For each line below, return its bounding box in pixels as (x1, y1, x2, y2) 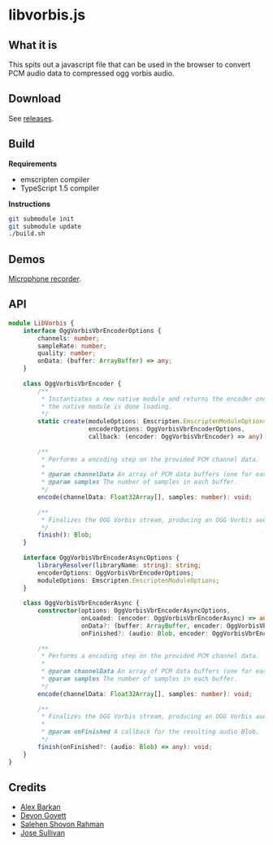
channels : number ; (37, 334, 100, 343)
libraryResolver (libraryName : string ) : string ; (37, 561, 201, 569)
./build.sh (8, 230, 45, 238)
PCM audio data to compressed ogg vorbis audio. (8, 68, 175, 78)
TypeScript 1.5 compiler (19, 183, 100, 193)
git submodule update (8, 222, 82, 230)
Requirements (8, 159, 58, 169)
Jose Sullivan (19, 828, 66, 838)
